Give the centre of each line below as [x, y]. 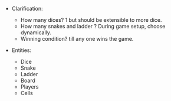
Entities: [22, 50]
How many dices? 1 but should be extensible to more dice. [91, 20]
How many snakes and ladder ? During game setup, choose [93, 26]
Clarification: [27, 9]
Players [29, 87]
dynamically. [36, 32]
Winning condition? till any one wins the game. [77, 39]
